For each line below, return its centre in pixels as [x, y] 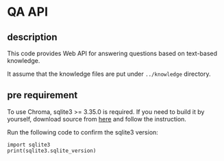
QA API [28, 12]
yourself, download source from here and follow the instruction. [97, 119]
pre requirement [42, 95]
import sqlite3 [29, 145]
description [32, 37]
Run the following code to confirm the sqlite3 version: [83, 132]
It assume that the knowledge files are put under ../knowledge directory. [109, 74]
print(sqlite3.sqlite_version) [52, 151]
